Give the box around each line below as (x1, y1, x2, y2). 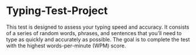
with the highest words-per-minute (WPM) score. (6, 42, 126, 49)
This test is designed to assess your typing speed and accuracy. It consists (6, 23, 189, 30)
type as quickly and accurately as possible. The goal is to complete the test (6, 36, 191, 43)
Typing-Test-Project (6, 4, 108, 18)
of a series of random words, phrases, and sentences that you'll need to (6, 29, 182, 36)
